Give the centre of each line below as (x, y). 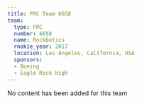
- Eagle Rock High (41, 73)
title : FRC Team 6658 (39, 14)
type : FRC (28, 27)
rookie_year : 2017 (41, 47)
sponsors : (28, 60)
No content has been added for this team (67, 93)
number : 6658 (33, 34)
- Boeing (27, 66)
